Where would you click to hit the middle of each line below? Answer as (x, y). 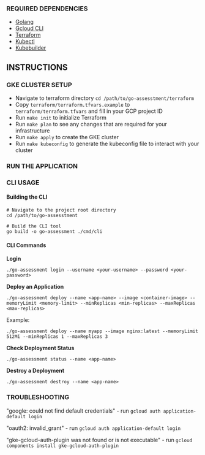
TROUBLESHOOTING (38, 397)
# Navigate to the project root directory (61, 210)
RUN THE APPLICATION (42, 166)
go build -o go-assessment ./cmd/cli (54, 232)
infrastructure (32, 131)
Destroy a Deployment (35, 371)
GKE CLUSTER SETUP (39, 85)
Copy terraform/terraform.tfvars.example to (73, 104)
